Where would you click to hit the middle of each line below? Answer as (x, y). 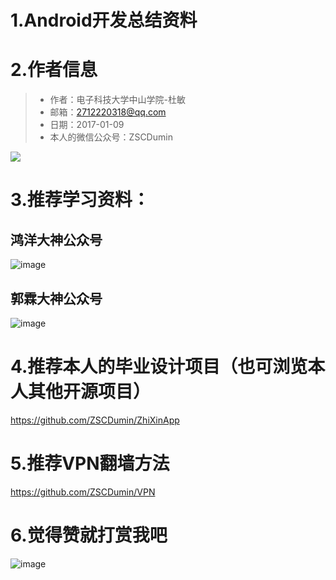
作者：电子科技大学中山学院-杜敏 (118, 100)
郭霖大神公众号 (56, 298)
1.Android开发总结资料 (104, 20)
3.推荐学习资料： (80, 200)
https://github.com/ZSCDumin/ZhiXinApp (95, 420)
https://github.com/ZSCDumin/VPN (83, 492)
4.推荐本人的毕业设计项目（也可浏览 (159, 367)
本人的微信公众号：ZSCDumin (111, 137)
